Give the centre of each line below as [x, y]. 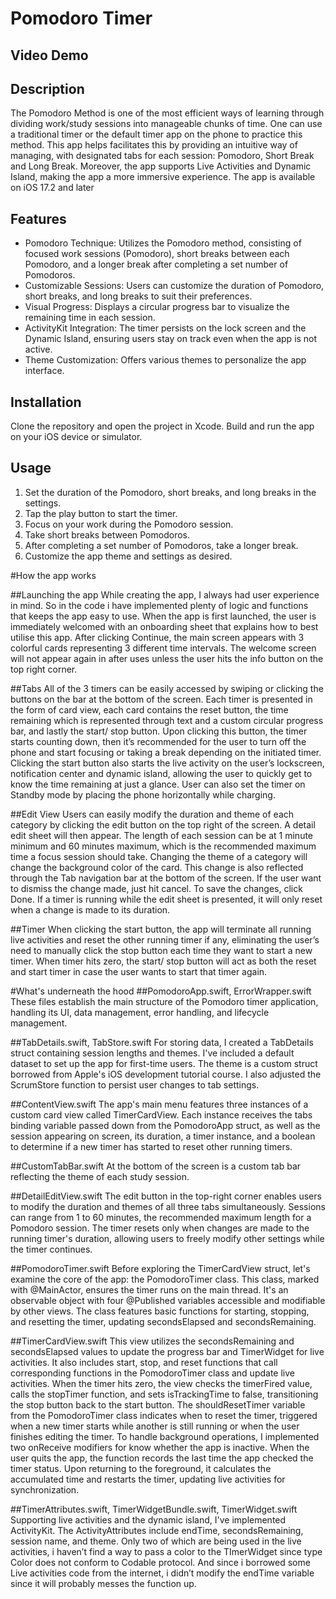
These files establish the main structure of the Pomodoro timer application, [164, 1001]
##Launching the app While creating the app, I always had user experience [165, 594]
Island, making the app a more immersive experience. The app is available [163, 177]
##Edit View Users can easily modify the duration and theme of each [152, 814]
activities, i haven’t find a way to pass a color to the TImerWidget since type [166, 1551]
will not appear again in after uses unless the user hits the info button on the [167, 658]
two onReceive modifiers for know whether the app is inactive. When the [160, 1447]
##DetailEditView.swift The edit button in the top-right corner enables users [166, 1196]
